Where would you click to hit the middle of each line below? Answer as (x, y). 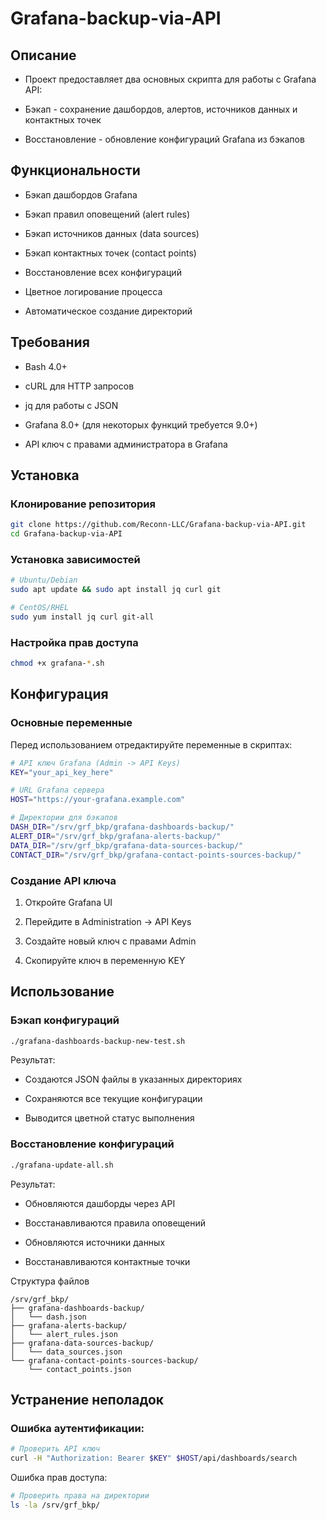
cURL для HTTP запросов (79, 386)
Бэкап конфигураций (65, 1020)
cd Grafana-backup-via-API (66, 534)
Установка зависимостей (75, 559)
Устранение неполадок (87, 1400)
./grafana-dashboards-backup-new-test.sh (98, 1041)
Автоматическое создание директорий (108, 311)
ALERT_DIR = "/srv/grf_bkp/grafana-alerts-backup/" (116, 836)
